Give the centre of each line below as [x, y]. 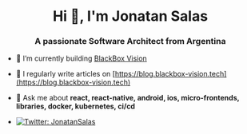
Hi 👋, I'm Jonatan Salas [130, 16]
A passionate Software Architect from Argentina [130, 41]
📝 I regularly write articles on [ [66, 74]
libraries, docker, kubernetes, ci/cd [76, 106]
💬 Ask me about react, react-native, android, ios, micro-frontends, [127, 98]
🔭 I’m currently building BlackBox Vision [82, 58]
